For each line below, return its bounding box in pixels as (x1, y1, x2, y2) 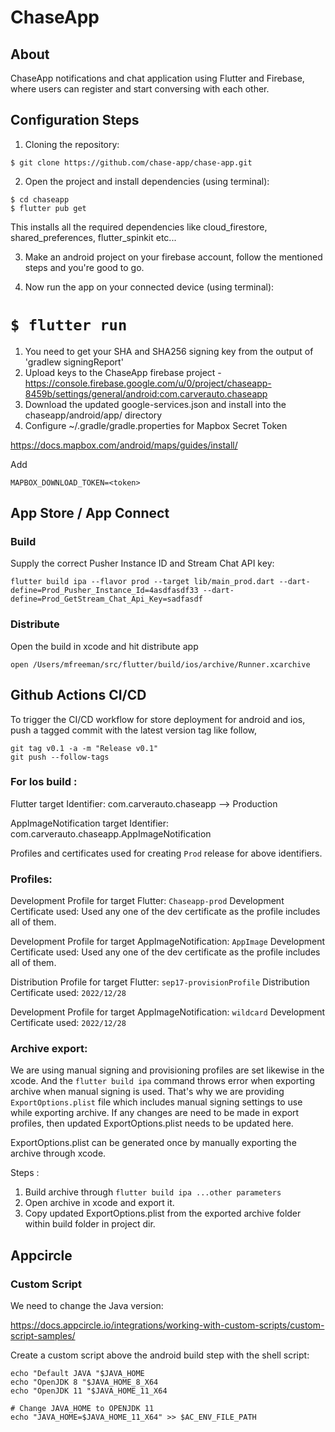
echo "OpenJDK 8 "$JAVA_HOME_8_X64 (10, 1377, 159, 1388)
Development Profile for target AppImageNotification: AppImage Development (10, 936, 326, 948)
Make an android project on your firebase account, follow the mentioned (24, 251, 323, 263)
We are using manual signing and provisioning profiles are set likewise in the (10, 1064, 325, 1076)
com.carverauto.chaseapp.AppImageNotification (10, 827, 212, 840)
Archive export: (10, 1042, 88, 1056)
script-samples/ (10, 1330, 76, 1342)
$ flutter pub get (10, 203, 87, 213)
